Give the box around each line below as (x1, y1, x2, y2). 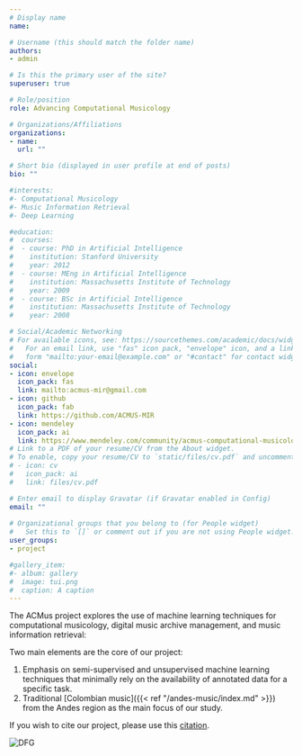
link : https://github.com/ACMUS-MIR (17, 410, 155, 419)
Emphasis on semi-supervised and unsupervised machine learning (22, 664, 270, 675)
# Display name (9, 13, 67, 22)
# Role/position (9, 95, 70, 104)
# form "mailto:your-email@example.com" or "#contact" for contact (9, 352, 276, 361)
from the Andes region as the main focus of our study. (22, 703, 223, 714)
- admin (9, 55, 39, 64)
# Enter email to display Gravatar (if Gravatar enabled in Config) (9, 494, 271, 503)
